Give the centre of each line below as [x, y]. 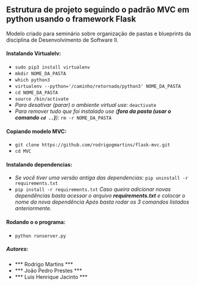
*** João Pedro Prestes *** [48, 270]
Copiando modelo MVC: [36, 131]
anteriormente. [33, 208]
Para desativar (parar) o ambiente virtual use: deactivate [85, 105]
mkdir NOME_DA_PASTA [40, 74]
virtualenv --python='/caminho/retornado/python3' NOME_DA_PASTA [98, 87]
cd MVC [23, 152]
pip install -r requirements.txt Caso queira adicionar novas [93, 189]
